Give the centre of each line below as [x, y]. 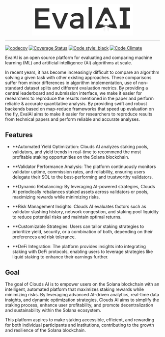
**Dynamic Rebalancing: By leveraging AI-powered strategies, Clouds [83, 187]
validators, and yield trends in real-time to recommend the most [77, 152]
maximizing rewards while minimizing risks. [56, 197]
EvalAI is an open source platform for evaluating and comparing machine [79, 57]
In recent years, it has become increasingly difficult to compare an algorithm [82, 72]
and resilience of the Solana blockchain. [45, 330]
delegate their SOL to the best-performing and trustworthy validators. [82, 177]
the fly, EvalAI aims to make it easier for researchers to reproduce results [79, 114]
